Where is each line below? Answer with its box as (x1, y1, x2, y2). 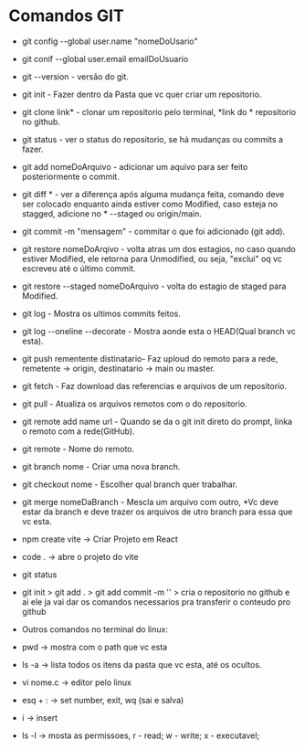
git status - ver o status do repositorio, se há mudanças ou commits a (21, 133, 284, 144)
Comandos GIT (8, 5, 124, 26)
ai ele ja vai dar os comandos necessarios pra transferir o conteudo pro (21, 596, 291, 607)
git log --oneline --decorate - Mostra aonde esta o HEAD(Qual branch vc (21, 325, 296, 336)
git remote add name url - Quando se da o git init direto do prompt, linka (21, 416, 293, 427)
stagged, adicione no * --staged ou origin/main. (21, 207, 203, 219)
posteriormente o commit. (21, 171, 120, 182)
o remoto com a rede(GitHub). (21, 426, 135, 437)
